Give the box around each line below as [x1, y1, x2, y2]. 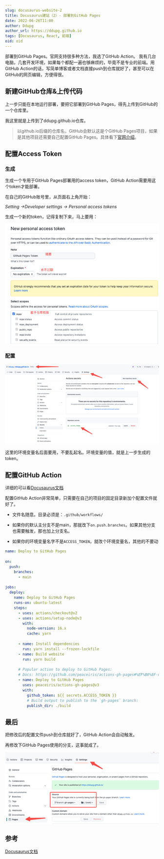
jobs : [5, 585, 16, 590]
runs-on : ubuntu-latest [14, 600, 62, 605]
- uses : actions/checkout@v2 [18, 610, 78, 616]
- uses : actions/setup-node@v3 [18, 616, 82, 620]
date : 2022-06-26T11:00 [5, 18, 54, 23]
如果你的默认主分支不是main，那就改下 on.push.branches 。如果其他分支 [12, 522, 156, 528]
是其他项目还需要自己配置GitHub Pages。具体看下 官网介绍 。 [17, 134, 139, 140]
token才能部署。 [9, 183, 42, 190]
